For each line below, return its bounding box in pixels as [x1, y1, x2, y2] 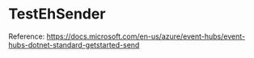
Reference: [8, 31, 45, 41]
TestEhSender [8, 5, 106, 23]
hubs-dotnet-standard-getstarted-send [8, 39, 140, 49]
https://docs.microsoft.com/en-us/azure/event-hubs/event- [46, 31, 245, 41]
